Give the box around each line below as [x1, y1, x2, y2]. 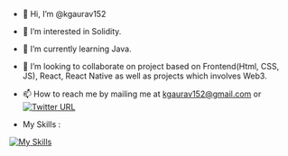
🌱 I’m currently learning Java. [22, 43, 133, 54]
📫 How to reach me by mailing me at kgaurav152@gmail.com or [22, 88, 262, 99]
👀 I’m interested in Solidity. [22, 26, 122, 36]
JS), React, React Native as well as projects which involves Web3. [22, 70, 268, 81]
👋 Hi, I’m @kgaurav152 [22, 9, 107, 19]
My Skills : [22, 119, 61, 130]
